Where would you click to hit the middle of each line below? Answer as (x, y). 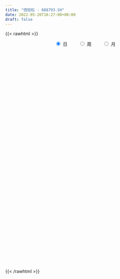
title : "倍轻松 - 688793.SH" (35, 10)
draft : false (19, 19)
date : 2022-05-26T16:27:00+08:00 (41, 15)
